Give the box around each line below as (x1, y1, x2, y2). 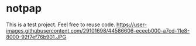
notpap (6, 2, 42, 15)
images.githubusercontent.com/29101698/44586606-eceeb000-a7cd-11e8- (6, 27, 190, 34)
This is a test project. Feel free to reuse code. (6, 21, 115, 28)
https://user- (116, 21, 147, 28)
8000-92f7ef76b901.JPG (6, 33, 67, 40)
